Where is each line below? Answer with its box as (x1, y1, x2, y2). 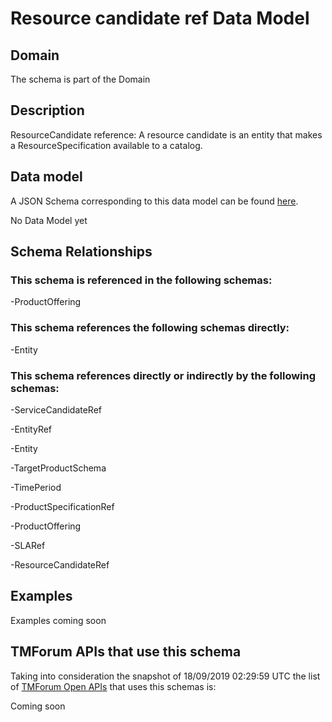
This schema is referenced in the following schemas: (10, 273, 273, 287)
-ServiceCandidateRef (10, 403, 103, 416)
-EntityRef (10, 423, 53, 435)
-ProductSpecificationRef (10, 500, 115, 512)
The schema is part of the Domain (10, 73, 151, 85)
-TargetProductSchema (10, 462, 107, 474)
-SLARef (10, 539, 46, 551)
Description (10, 102, 85, 119)
